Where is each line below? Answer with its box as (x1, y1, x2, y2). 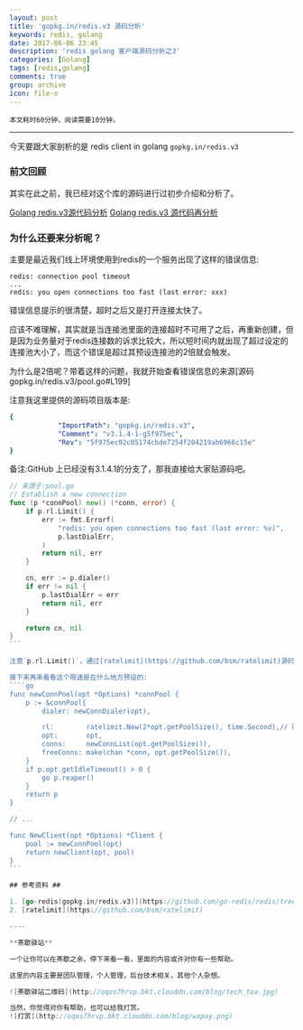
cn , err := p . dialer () (25, 574, 111, 583)
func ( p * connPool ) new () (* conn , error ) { (9, 499, 176, 508)
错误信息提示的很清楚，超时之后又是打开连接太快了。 (9, 304, 207, 316)
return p (25, 790, 59, 800)
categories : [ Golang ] (9, 55, 91, 64)
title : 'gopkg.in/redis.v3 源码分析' (9, 22, 146, 31)
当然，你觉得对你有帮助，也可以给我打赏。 (9, 1004, 144, 1013)
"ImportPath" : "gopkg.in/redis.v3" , (57, 421, 196, 430)
